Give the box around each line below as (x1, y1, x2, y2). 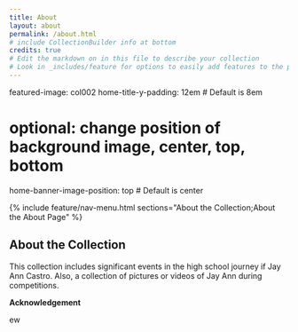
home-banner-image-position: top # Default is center (9, 185, 204, 195)
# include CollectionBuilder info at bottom (9, 37, 176, 47)
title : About (9, 12, 58, 22)
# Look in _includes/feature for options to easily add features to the (9, 63, 284, 72)
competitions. (9, 280, 59, 290)
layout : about (9, 21, 62, 30)
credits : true (9, 46, 62, 55)
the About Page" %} (9, 211, 82, 222)
